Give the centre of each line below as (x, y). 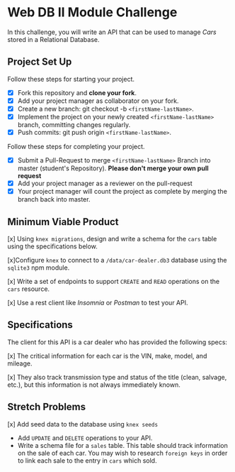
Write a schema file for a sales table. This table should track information (122, 445)
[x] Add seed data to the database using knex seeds (82, 424)
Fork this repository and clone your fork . (77, 92)
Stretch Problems (47, 407)
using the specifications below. (52, 246)
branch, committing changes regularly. (74, 125)
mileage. (20, 363)
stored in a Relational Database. (54, 39)
